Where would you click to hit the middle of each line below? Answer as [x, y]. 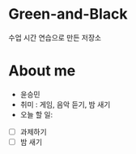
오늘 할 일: [36, 114]
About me [42, 71]
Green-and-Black [68, 14]
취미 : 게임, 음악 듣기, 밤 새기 [65, 104]
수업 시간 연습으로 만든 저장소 [55, 37]
